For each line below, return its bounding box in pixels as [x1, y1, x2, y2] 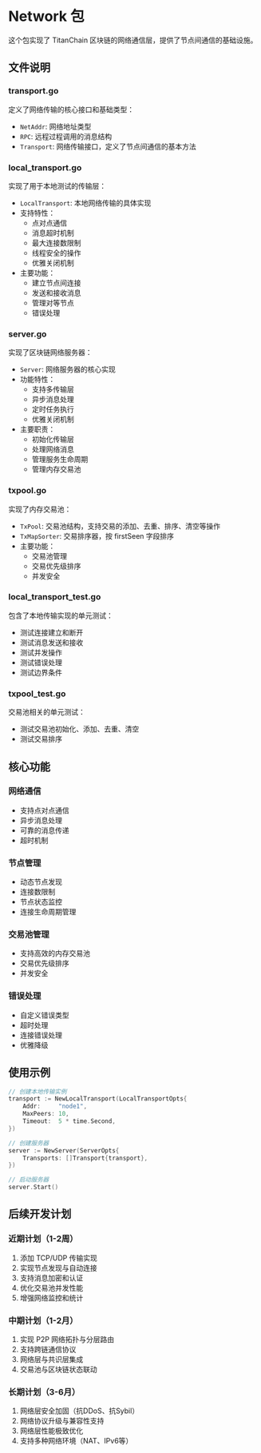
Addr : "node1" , [22, 1102, 88, 1111]
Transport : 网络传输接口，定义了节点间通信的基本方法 [19, 141, 197, 151]
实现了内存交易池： [8, 504, 72, 514]
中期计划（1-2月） [8, 1315, 78, 1326]
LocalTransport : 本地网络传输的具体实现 [19, 197, 152, 208]
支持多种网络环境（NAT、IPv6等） [19, 1436, 133, 1446]
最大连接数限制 [31, 237, 81, 248]
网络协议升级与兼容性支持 [19, 1416, 105, 1426]
